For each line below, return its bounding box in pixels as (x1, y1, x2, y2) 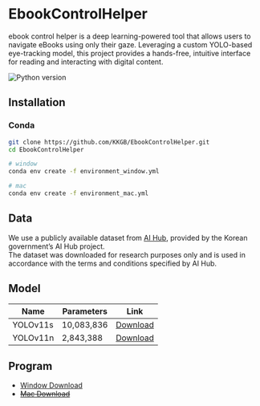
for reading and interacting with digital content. (8, 57, 164, 67)
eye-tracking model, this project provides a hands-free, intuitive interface (8, 48, 251, 58)
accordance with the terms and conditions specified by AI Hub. (8, 258, 217, 268)
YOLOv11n (12, 332, 55, 343)
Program (8, 359, 53, 373)
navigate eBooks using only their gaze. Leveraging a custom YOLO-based (8, 39, 253, 49)
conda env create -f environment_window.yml (8, 168, 160, 176)
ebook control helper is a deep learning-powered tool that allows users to (8, 31, 251, 41)
